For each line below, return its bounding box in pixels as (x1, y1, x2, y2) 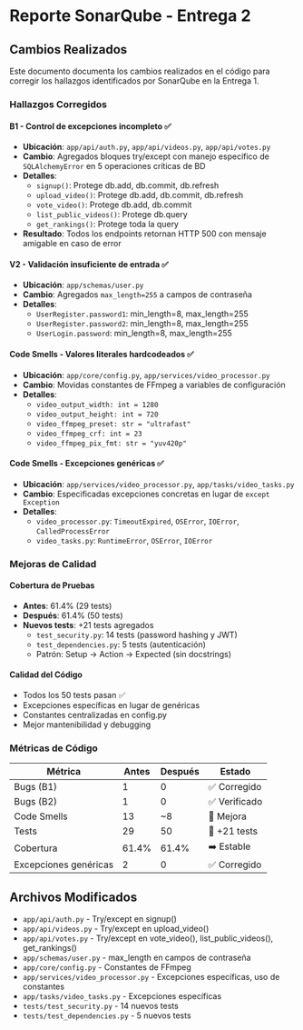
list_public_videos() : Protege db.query (35, 209, 188, 220)
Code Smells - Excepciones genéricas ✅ (9, 458, 165, 469)
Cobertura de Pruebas (9, 580, 95, 591)
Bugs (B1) (14, 781, 57, 794)
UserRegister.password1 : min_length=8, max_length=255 (35, 308, 249, 319)
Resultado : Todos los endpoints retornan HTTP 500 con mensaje (22, 228, 267, 239)
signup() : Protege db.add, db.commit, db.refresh (35, 180, 220, 191)
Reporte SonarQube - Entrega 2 (9, 5, 251, 26)
